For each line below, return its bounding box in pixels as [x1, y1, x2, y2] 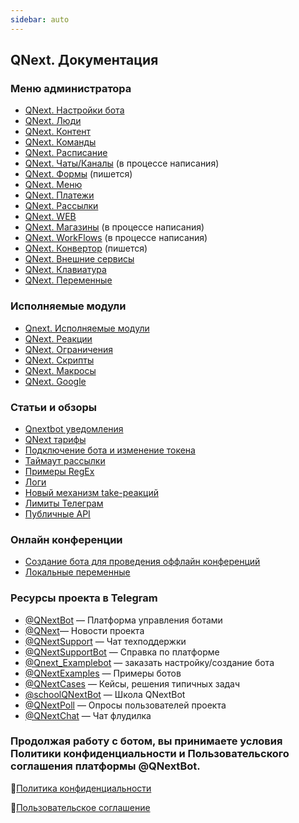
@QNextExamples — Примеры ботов [24, 667, 182, 679]
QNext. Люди [24, 115, 82, 127]
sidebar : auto [10, 14, 70, 25]
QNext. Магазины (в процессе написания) [24, 221, 205, 233]
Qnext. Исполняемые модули [24, 322, 150, 334]
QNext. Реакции [24, 332, 93, 345]
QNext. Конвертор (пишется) [24, 242, 148, 255]
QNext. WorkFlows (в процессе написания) [24, 232, 208, 244]
